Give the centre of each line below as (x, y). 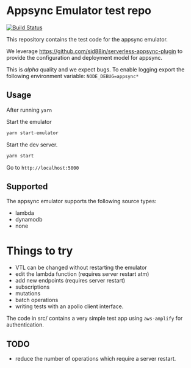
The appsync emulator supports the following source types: (81, 201)
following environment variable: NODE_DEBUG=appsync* (73, 76)
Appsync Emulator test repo (79, 11)
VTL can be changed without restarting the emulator (81, 268)
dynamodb (29, 220)
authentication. (25, 325)
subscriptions (32, 287)
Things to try (40, 251)
